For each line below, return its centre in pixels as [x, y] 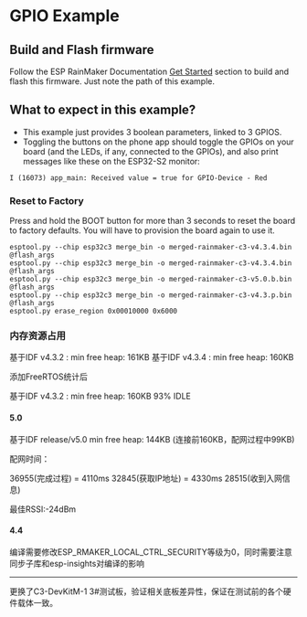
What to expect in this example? [103, 110]
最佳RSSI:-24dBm [43, 509]
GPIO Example [65, 16]
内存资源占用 [38, 336]
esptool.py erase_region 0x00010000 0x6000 [94, 312]
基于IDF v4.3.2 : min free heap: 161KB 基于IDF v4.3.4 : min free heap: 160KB [152, 357]
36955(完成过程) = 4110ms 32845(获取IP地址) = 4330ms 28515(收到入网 [146, 478]
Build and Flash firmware [82, 50]
